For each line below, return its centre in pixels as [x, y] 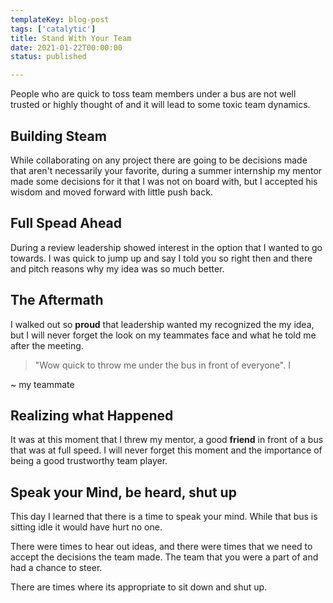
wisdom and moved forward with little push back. [111, 192]
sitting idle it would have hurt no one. [86, 527]
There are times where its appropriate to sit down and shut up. [139, 587]
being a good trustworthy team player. [89, 461]
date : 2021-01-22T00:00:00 [66, 47]
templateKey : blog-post [60, 19]
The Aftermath [57, 300]
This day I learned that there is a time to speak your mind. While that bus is [164, 517]
